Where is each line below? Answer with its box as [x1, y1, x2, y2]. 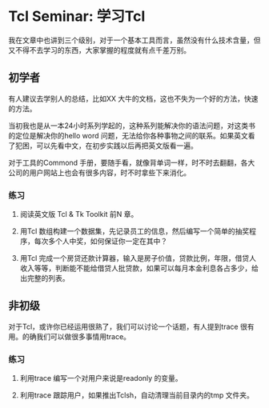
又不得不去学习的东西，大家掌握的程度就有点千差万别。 [8, 45, 191, 54]
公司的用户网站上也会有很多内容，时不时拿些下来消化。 [8, 167, 191, 177]
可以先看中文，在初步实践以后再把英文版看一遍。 [35, 141, 198, 150]
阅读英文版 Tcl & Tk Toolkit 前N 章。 [19, 210, 139, 219]
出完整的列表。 [19, 274, 70, 283]
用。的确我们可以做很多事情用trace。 [8, 331, 130, 341]
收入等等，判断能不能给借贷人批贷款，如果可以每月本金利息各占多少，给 [19, 263, 259, 273]
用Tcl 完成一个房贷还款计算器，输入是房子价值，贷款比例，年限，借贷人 [19, 254, 257, 263]
